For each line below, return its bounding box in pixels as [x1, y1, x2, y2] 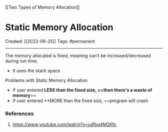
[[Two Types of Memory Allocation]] [5, 4, 80, 10]
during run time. [5, 57, 38, 64]
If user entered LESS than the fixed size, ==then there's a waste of [12, 87, 152, 93]
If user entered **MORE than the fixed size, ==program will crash [12, 97, 148, 103]
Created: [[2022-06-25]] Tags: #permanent [5, 38, 95, 44]
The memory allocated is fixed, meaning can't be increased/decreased [5, 52, 151, 58]
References [5, 110, 34, 117]
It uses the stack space [12, 67, 61, 73]
